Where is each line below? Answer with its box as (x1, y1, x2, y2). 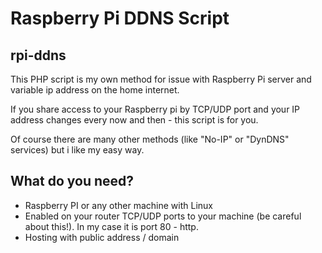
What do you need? (10, 173, 135, 190)
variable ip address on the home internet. (10, 84, 180, 96)
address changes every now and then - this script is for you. (10, 114, 259, 126)
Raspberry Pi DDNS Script (10, 7, 230, 30)
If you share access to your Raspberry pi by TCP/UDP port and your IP (10, 103, 301, 115)
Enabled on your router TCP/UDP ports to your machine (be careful (24, 210, 302, 222)
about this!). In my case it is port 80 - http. (24, 220, 199, 232)
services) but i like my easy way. (10, 144, 145, 156)
